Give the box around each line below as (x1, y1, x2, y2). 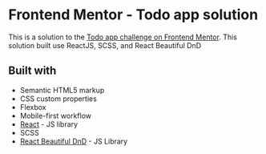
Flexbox (19, 102, 46, 111)
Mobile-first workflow (19, 111, 92, 120)
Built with (8, 64, 57, 78)
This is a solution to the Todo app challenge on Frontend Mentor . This (8, 32, 238, 42)
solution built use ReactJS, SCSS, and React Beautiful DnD (8, 40, 202, 50)
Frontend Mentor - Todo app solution (8, 6, 259, 24)
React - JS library (19, 119, 79, 129)
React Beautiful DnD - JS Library (19, 136, 128, 146)
